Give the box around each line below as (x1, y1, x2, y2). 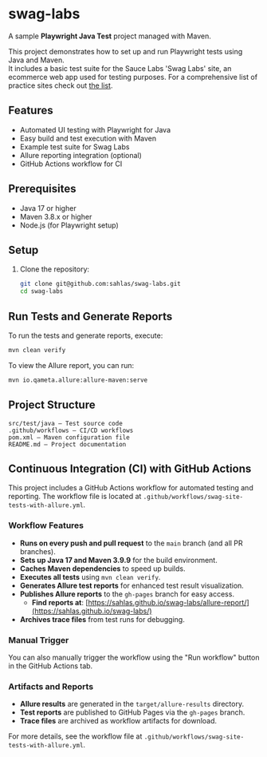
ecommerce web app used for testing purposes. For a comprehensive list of (8, 72, 257, 81)
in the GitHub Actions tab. (8, 660, 93, 671)
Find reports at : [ (31, 597, 89, 607)
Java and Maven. (8, 55, 65, 65)
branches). (19, 546, 56, 556)
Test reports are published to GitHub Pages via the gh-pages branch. (19, 707, 245, 717)
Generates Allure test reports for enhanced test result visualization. (19, 581, 245, 590)
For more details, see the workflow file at (8, 731, 143, 741)
